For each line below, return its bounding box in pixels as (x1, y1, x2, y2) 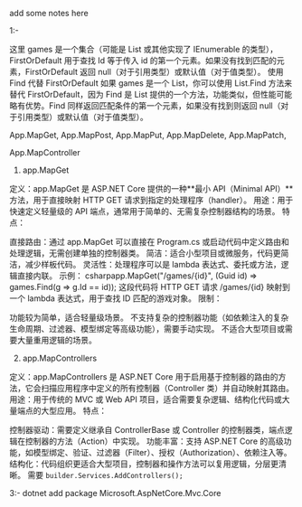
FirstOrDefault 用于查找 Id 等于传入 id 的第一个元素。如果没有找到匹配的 (9, 55, 278, 66)
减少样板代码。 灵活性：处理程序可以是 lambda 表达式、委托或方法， (24, 259, 282, 269)
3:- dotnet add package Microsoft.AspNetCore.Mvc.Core (9, 488, 222, 498)
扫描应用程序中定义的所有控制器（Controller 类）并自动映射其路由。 (40, 383, 295, 393)
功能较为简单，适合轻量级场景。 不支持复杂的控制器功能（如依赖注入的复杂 (9, 312, 289, 323)
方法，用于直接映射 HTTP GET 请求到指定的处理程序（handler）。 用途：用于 (9, 194, 294, 205)
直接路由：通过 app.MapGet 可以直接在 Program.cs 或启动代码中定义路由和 (9, 237, 289, 247)
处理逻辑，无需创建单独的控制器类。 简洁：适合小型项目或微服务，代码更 (9, 248, 281, 258)
